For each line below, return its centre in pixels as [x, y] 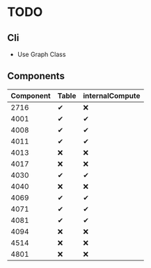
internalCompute [112, 96]
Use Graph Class [41, 54]
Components [36, 76]
